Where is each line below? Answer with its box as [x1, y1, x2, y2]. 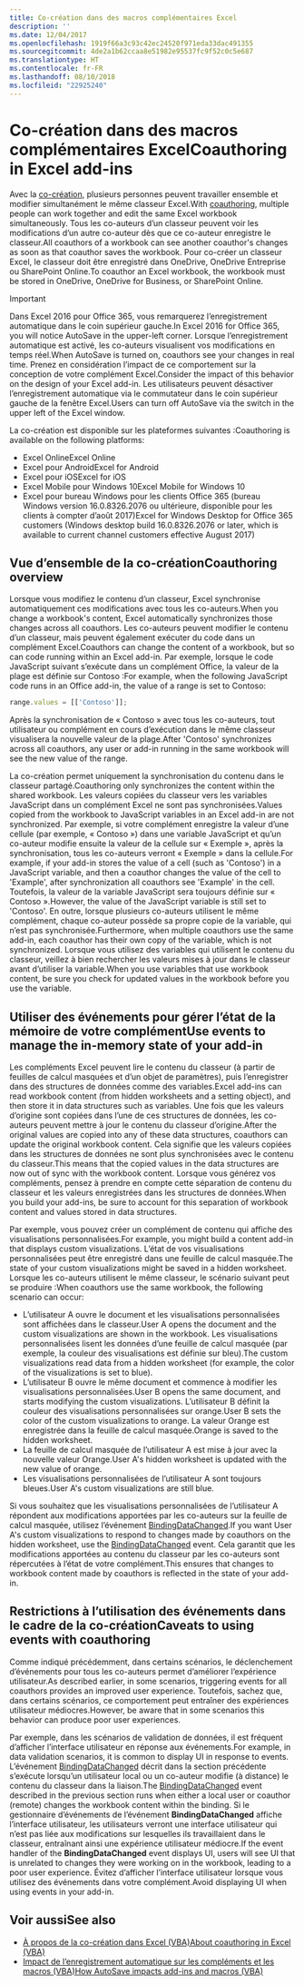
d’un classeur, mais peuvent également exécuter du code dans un [9, 632, 256, 643]
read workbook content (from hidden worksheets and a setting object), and [9, 1091, 291, 1101]
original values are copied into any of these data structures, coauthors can [9, 1130, 289, 1141]
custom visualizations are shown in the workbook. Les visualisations [22, 1328, 279, 1339]
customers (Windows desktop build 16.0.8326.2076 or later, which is [22, 519, 279, 530]
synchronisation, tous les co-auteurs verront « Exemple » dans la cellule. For [9, 848, 293, 859]
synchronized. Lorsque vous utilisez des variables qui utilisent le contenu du [9, 944, 295, 955]
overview [9, 569, 64, 585]
